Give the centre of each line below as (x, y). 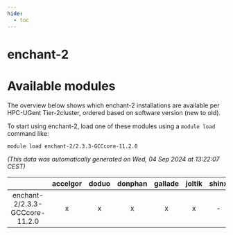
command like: (28, 133)
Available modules (61, 86)
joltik (194, 183)
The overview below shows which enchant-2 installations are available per (113, 105)
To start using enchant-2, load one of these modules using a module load (111, 126)
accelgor (67, 183)
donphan (132, 183)
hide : (15, 14)
